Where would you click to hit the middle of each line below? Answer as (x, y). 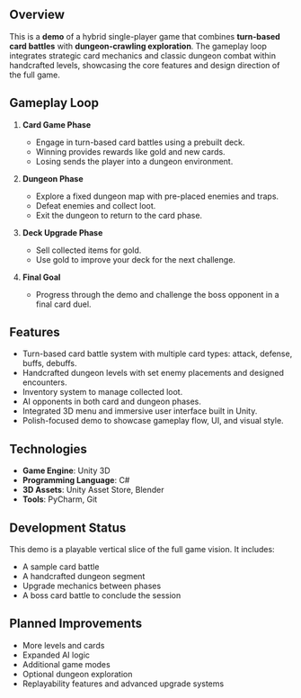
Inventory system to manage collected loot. (102, 392)
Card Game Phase (57, 124)
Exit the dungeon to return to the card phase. (119, 215)
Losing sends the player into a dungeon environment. (134, 161)
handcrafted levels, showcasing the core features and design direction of (145, 65)
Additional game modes (66, 664)
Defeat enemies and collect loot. (96, 205)
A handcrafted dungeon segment (84, 577)
